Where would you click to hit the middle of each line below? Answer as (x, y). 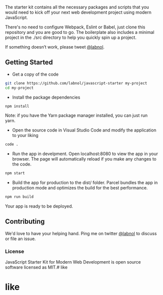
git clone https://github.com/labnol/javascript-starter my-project (76, 83)
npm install (17, 106)
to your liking (25, 135)
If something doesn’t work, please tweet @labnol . (55, 47)
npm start (15, 173)
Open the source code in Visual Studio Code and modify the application (84, 130)
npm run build (20, 197)
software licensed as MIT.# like (36, 268)
